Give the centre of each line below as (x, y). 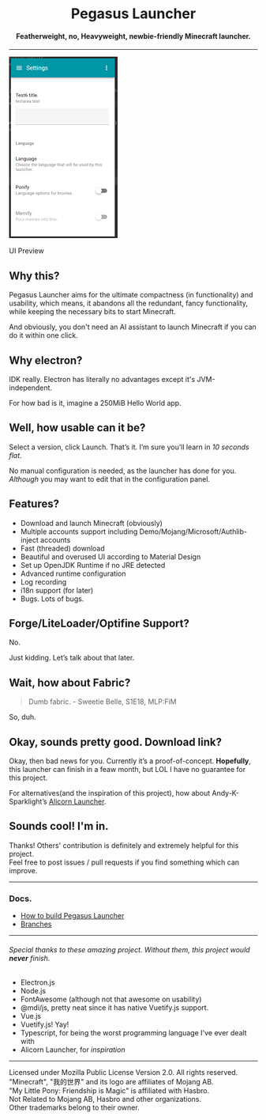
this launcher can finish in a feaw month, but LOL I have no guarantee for (127, 770)
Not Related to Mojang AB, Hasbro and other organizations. (105, 1099)
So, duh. (22, 717)
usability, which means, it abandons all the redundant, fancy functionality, (128, 303)
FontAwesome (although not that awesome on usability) (111, 999)
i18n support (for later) (57, 590)
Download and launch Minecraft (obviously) (91, 523)
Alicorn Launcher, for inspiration (73, 1050)
